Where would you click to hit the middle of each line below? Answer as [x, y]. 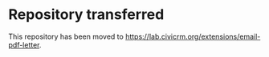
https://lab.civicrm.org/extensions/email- [193, 36]
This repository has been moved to [66, 36]
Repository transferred [86, 15]
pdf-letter [24, 44]
